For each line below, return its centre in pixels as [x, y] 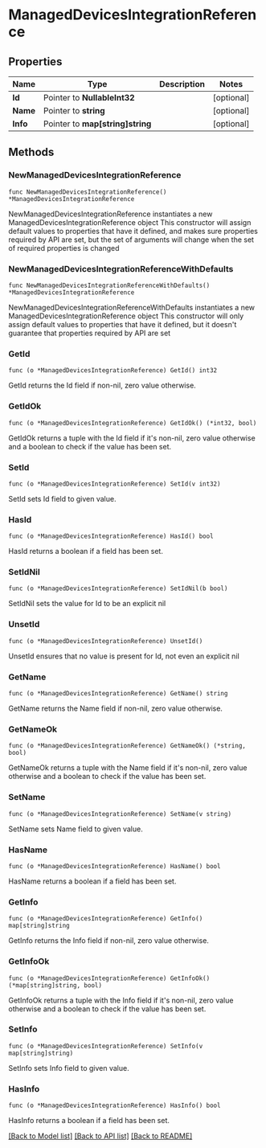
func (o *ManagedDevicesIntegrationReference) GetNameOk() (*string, [127, 746]
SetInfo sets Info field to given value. [69, 1068]
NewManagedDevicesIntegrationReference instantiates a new [110, 214]
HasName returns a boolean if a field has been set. [92, 881]
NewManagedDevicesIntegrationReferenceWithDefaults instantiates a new [132, 307]
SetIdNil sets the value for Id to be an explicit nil [87, 604]
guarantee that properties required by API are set [90, 333]
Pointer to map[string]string [97, 124]
